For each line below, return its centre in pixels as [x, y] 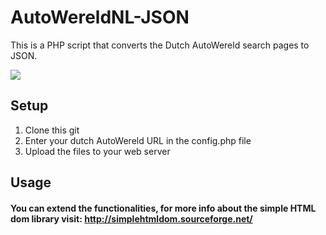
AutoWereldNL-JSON [100, 17]
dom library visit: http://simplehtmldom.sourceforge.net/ [131, 218]
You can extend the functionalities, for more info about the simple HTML [163, 208]
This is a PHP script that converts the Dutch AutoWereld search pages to [160, 45]
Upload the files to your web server [97, 151]
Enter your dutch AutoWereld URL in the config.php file [138, 140]
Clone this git [52, 130]
